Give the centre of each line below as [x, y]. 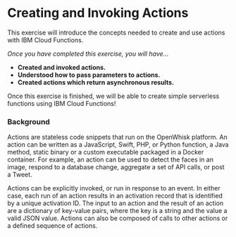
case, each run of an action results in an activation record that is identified [115, 196]
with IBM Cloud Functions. [45, 39]
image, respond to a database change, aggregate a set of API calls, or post [116, 167]
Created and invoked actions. [61, 67]
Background [29, 121]
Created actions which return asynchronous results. [96, 82]
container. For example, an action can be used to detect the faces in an [110, 159]
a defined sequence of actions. [52, 226]
